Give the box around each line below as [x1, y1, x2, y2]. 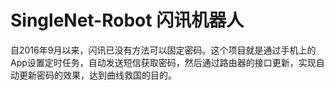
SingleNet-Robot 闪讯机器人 [10, 9, 245, 32]
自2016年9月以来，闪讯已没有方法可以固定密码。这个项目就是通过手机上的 [10, 44, 317, 56]
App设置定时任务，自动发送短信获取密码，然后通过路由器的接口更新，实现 [10, 56, 317, 68]
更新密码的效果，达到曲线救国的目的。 [18, 69, 177, 81]
